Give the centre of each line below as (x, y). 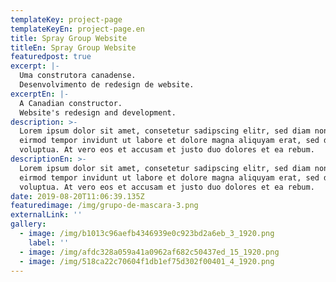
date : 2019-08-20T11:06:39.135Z (77, 196)
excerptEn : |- (40, 94)
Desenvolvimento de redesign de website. (107, 85)
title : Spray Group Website (69, 38)
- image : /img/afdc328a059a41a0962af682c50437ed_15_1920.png (149, 252)
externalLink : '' (46, 215)
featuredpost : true (51, 57)
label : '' (49, 242)
